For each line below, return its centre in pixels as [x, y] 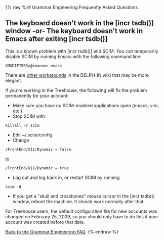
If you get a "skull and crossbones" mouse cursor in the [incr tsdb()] [84, 196]
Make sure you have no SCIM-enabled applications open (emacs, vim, [86, 105]
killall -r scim [22, 125]
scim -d [13, 186]
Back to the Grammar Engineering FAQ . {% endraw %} [62, 231]
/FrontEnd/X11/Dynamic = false [38, 149]
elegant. [14, 80]
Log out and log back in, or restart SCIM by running [66, 177]
